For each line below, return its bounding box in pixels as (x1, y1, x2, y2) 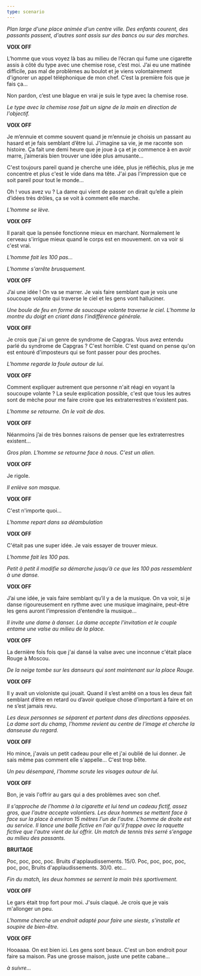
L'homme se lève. (7, 206, 50, 213)
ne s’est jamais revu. (7, 702, 57, 710)
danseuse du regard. (7, 726, 59, 733)
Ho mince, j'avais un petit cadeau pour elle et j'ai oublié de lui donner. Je (7, 750, 186, 757)
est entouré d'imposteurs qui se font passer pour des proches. (7, 348, 161, 356)
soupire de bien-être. (7, 923, 59, 930)
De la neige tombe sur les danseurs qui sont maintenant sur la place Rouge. (7, 666, 194, 674)
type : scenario (7, 8, 45, 15)
